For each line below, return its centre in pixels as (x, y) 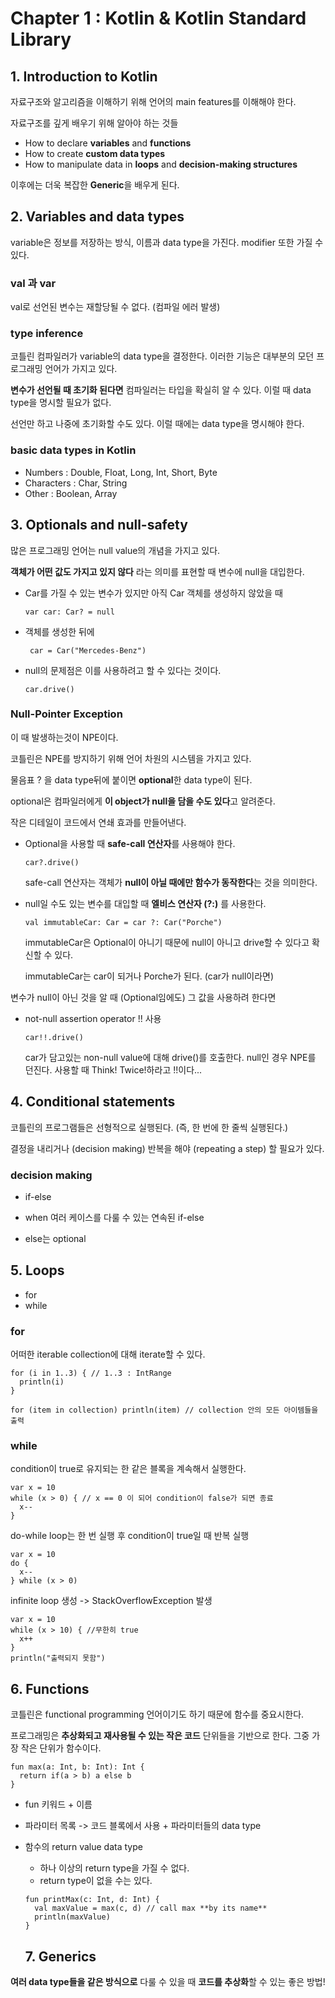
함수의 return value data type (83, 1847)
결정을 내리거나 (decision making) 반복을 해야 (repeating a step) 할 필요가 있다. (167, 1148)
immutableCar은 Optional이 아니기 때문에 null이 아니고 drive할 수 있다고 (167, 942)
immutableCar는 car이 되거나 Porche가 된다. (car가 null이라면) (149, 976)
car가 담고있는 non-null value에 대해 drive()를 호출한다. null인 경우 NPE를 (170, 1057)
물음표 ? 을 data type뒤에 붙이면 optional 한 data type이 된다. (131, 779)
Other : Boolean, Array (71, 493)
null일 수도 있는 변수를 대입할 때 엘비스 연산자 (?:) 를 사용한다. (145, 903)
